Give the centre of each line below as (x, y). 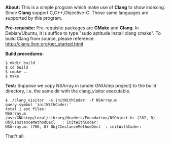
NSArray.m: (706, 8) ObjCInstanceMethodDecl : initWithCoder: (74, 127)
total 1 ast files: (26, 109)
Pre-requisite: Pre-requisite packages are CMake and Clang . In (72, 28)
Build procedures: (25, 54)
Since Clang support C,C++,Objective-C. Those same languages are (77, 13)
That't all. (15, 136)
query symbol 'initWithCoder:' (38, 105)
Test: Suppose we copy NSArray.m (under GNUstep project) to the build (81, 86)
